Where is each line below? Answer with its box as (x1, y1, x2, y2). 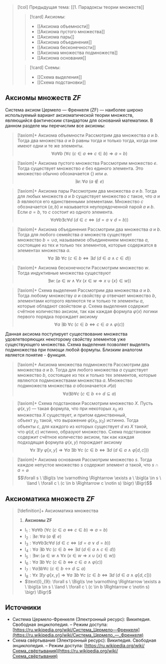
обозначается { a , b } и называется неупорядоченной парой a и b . (17, 204, 155, 209)
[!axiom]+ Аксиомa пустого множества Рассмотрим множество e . (17, 160, 158, 166)
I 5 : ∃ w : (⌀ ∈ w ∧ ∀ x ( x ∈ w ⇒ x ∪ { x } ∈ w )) (24, 553, 116, 560)
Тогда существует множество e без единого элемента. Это (17, 165, 144, 171)
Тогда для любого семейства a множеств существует (17, 231, 132, 237)
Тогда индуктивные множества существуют (17, 270, 111, 276)
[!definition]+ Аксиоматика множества (17, 508, 99, 514)
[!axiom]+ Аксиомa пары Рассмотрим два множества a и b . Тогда (17, 188, 157, 194)
